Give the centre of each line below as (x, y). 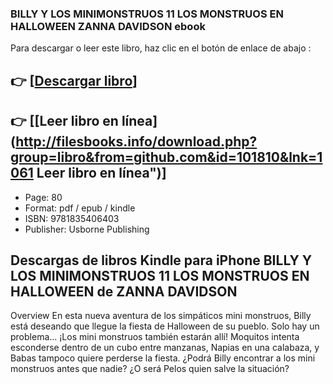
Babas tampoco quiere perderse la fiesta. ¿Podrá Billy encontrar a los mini (163, 358)
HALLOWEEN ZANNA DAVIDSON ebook (108, 26)
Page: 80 (43, 197)
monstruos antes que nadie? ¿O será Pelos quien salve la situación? (150, 369)
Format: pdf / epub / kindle (80, 208)
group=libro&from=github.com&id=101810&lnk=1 (166, 157)
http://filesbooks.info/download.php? (136, 142)
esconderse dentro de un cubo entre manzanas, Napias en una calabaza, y (165, 348)
